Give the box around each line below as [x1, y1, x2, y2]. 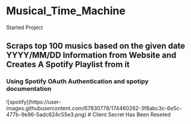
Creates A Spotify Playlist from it [6, 59, 130, 69]
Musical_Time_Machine [6, 4, 126, 18]
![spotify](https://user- [6, 98, 61, 105]
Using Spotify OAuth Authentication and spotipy [6, 77, 149, 85]
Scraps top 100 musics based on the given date [6, 41, 186, 51]
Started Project [6, 24, 43, 31]
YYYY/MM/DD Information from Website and [6, 50, 177, 61]
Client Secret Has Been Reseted [92, 111, 171, 118]
